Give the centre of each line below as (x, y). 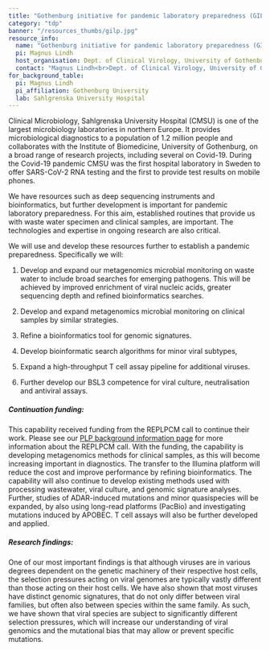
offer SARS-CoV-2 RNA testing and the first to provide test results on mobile (134, 172)
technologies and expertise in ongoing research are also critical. (115, 231)
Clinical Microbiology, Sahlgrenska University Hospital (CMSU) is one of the (133, 121)
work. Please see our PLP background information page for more (116, 438)
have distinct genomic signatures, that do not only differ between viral (124, 597)
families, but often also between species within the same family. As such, (129, 605)
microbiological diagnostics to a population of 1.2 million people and (121, 138)
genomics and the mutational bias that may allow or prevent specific (121, 631)
